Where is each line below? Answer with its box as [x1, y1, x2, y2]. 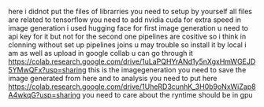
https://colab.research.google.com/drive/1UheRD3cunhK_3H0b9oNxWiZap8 [8, 82, 256, 91]
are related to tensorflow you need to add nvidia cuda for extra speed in [8, 15, 242, 24]
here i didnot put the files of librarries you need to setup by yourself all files [8, 7, 252, 16]
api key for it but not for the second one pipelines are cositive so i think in [8, 31, 247, 41]
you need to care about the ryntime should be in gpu [82, 90, 254, 99]
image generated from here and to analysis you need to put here [8, 74, 218, 83]
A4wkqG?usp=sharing [8, 90, 81, 99]
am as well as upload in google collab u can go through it [8, 49, 193, 57]
